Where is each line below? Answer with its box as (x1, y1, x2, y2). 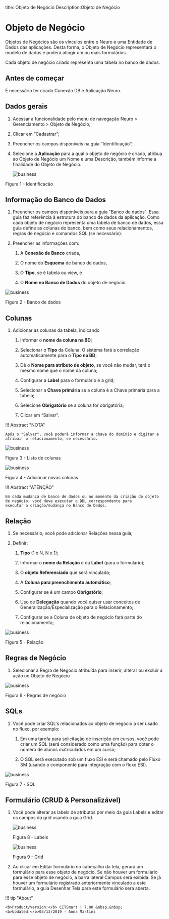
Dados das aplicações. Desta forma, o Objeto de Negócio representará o (5, 44, 156, 50)
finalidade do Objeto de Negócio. (12, 161, 82, 167)
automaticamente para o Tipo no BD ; (20, 352, 97, 359)
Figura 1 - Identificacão (5, 181, 53, 187)
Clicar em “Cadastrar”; (12, 131, 60, 137)
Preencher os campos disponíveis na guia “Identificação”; (12, 140, 133, 146)
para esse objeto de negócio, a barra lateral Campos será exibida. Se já (12, 874, 161, 880)
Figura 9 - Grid (12, 854, 44, 860)
